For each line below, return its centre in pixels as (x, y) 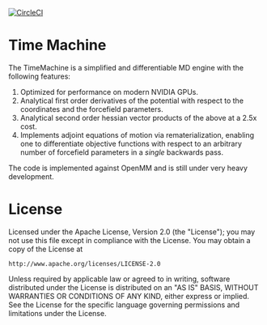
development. (31, 176)
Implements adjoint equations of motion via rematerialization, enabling (137, 135)
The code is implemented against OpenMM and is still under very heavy (128, 168)
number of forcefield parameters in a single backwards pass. (122, 152)
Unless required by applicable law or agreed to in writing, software (119, 279)
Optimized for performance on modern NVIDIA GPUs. (109, 92)
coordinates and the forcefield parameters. (91, 109)
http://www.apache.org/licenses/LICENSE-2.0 (85, 263)
